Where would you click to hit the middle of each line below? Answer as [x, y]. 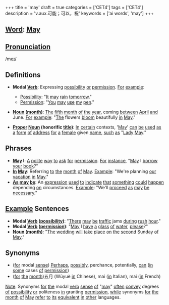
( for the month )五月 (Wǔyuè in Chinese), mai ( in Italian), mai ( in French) [87, 276]
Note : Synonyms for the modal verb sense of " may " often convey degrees [82, 287]
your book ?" [25, 166]
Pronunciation [28, 47]
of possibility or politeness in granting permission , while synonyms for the [82, 292]
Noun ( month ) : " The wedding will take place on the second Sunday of [86, 232]
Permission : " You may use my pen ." [57, 102]
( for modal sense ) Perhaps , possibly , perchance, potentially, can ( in [83, 265]
